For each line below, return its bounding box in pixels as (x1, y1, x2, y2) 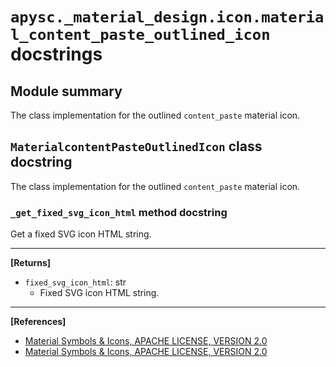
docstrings (10, 43, 103, 66)
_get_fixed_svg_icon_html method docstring (10, 205, 228, 219)
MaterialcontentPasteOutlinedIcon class (10, 138, 263, 155)
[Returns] (10, 257, 52, 269)
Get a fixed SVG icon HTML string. (10, 228, 152, 240)
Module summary (10, 83, 123, 100)
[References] (10, 316, 67, 328)
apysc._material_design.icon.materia (10, 8, 325, 27)
